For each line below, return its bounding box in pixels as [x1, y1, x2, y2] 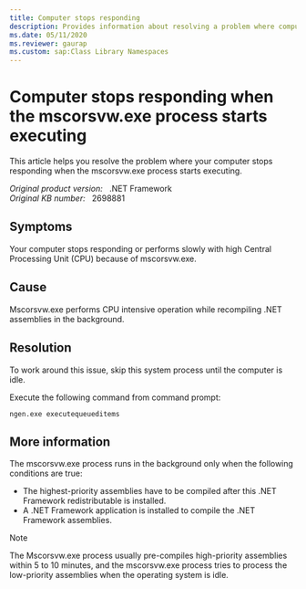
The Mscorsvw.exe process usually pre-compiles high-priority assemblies [9, 550, 288, 562]
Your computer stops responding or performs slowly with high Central [9, 243, 271, 254]
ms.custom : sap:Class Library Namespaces [9, 47, 169, 57]
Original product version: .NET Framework [9, 184, 173, 195]
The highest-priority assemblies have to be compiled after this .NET [22, 486, 277, 497]
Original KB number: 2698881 [9, 193, 126, 204]
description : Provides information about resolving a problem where [9, 22, 275, 31]
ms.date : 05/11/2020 [9, 30, 88, 39]
